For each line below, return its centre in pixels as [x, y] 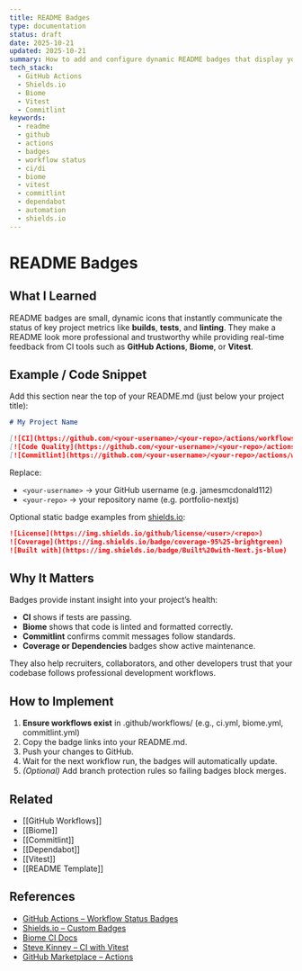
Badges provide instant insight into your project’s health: [114, 600]
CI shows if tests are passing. [77, 617]
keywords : [28, 118]
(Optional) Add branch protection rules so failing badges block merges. [154, 771]
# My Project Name [44, 423]
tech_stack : [31, 68]
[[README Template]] [63, 868]
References [42, 897]
